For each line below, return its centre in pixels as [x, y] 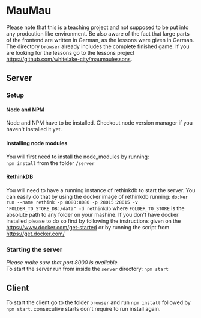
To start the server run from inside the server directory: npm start [88, 269]
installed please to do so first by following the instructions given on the [94, 221]
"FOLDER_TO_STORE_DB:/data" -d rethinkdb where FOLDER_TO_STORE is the [95, 208]
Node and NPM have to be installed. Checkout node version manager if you [100, 123]
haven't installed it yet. [34, 129]
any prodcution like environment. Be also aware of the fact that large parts [98, 33]
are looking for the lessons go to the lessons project [70, 52]
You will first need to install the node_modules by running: [78, 157]
